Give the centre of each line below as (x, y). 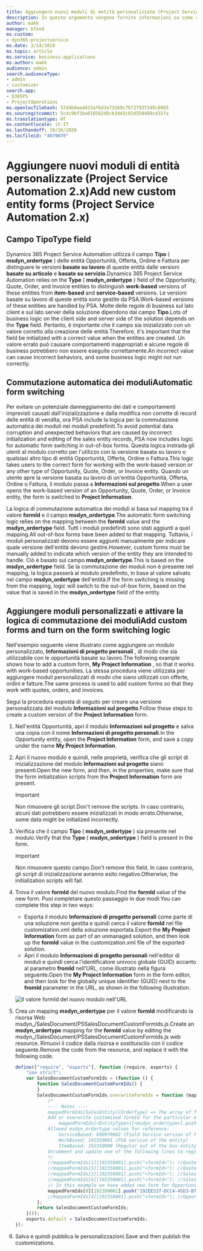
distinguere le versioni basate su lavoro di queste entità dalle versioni (93, 267)
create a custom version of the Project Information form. (77, 714)
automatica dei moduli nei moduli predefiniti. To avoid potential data (90, 426)
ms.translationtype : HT (36, 119)
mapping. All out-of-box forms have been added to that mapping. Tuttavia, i (100, 534)
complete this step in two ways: (54, 905)
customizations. (35, 1243)
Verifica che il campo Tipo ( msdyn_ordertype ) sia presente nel (95, 831)
